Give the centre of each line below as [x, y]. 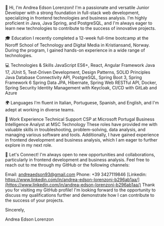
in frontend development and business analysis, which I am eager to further [81, 140]
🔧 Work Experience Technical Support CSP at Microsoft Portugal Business [80, 119]
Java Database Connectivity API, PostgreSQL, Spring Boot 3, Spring [73, 77]
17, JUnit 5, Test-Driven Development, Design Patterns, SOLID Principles [78, 72]
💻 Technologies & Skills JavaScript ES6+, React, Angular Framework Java [80, 65]
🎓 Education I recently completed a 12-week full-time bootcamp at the [77, 38]
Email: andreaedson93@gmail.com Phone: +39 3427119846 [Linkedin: [76, 174]
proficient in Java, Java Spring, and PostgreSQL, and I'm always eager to [79, 23]
